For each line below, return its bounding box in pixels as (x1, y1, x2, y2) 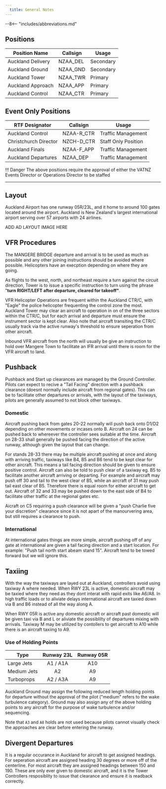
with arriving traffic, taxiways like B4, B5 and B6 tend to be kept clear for (5, 456, 153, 462)
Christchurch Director (7, 138, 58, 145)
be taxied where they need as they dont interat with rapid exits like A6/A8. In (5, 591, 161, 597)
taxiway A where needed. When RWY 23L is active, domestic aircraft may (5, 585, 155, 591)
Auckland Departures (7, 154, 57, 161)
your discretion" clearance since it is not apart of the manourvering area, (5, 508, 154, 514)
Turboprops (7, 676, 35, 683)
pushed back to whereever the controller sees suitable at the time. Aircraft (5, 431, 157, 437)
